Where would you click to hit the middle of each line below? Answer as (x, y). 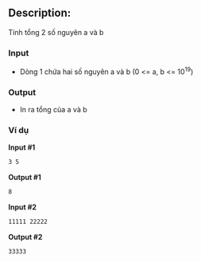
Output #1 (25, 178)
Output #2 (25, 237)
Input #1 (22, 147)
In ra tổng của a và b (53, 110)
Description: (40, 13)
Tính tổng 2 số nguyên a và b (56, 32)
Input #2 (23, 207)
